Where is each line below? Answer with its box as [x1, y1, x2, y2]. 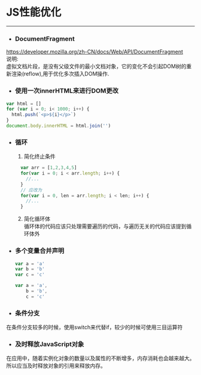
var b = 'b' [14, 266, 45, 272]
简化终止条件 [23, 153, 56, 160]
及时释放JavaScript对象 [14, 340, 84, 348]
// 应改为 [20, 187, 42, 193]
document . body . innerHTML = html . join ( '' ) [6, 123, 111, 129]
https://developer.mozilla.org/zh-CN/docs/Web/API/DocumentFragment [6, 48, 184, 56]
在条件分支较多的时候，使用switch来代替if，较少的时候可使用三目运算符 [6, 324, 183, 331]
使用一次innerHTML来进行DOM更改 [14, 87, 118, 95]
